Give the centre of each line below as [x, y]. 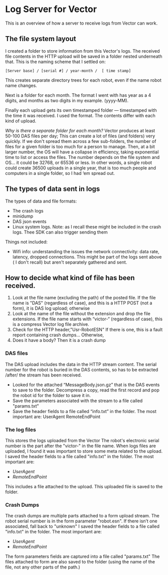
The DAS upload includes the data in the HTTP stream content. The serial [81, 364]
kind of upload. [21, 121]
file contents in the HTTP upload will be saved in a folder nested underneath [84, 56]
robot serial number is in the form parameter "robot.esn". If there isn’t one [81, 521]
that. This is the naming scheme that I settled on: [56, 62]
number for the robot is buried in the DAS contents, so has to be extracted [82, 369]
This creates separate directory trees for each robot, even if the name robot [83, 80]
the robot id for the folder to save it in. [52, 395]
